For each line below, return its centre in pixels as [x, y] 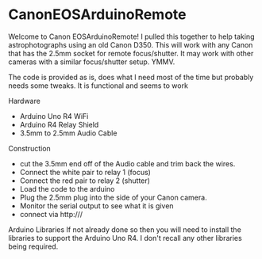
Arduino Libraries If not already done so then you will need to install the [125, 229]
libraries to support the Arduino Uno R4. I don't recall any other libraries [125, 238]
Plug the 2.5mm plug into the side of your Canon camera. [114, 197]
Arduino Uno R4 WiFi [54, 116]
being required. [33, 246]
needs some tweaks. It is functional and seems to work [98, 86]
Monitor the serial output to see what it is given [96, 206]
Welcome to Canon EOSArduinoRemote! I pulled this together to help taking [131, 36]
